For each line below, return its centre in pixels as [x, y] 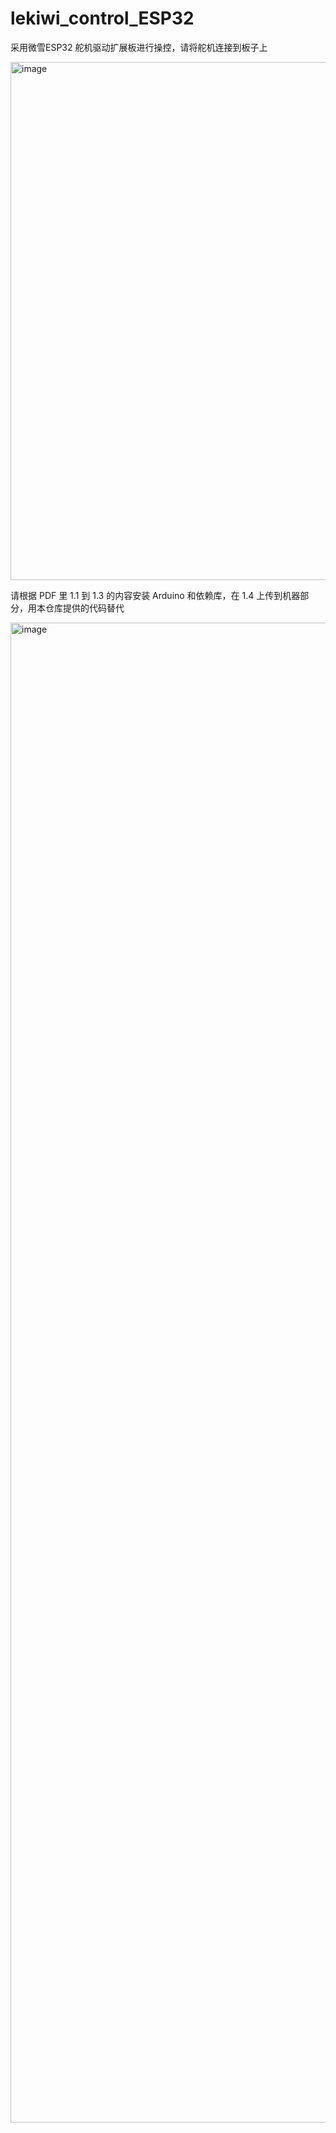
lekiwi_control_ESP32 [102, 18]
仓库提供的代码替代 [84, 608]
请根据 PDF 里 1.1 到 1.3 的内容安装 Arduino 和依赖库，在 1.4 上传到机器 [155, 595]
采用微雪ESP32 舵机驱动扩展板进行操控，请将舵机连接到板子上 [139, 47]
